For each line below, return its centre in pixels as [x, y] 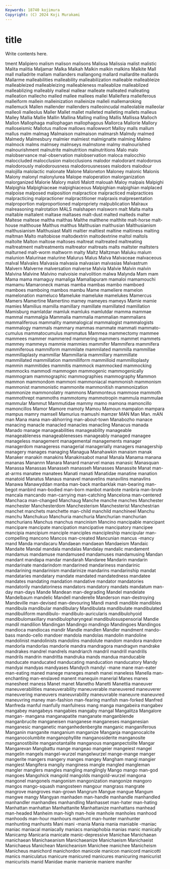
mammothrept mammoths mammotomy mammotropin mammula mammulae [84, 398]
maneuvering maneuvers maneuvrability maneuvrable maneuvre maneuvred [85, 695]
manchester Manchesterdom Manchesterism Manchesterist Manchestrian [82, 506]
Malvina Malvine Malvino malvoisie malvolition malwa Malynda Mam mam [82, 274]
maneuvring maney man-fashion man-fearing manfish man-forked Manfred [84, 700]
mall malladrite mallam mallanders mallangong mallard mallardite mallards [82, 75]
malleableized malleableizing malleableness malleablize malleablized [77, 85]
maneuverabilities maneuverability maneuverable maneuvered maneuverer [83, 689]
